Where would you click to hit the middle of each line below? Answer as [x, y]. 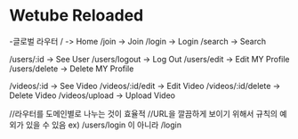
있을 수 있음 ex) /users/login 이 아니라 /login [104, 125]
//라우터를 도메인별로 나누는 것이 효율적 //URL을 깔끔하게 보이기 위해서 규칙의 [144, 113]
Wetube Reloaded [77, 16]
